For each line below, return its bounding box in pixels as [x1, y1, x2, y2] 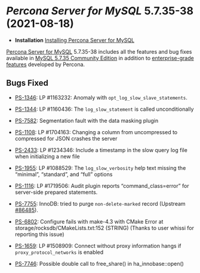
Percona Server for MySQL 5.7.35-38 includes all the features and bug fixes [6, 48, 192, 55]
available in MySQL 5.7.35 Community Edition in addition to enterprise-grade [6, 54, 194, 61]
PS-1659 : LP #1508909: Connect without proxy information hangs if [14, 242, 181, 249]
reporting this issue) [14, 231, 64, 238]
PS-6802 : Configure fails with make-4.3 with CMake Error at [14, 218, 164, 225]
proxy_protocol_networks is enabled [14, 249, 104, 256]
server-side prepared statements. [14, 188, 98, 196]
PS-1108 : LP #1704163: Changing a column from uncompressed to [14, 128, 178, 135]
